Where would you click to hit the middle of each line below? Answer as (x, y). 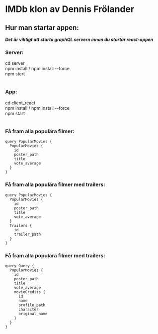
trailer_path (28, 234)
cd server (15, 63)
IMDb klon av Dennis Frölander (70, 9)
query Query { (20, 266)
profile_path (32, 305)
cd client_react (20, 103)
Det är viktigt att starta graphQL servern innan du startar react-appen (79, 39)
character (28, 310)
